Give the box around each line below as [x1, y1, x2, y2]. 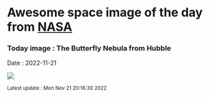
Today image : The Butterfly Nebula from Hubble [7, 44, 172, 53]
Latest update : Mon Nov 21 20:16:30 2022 [7, 85, 107, 92]
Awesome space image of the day [7, 5, 203, 20]
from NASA [7, 19, 73, 35]
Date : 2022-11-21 [7, 59, 57, 67]
